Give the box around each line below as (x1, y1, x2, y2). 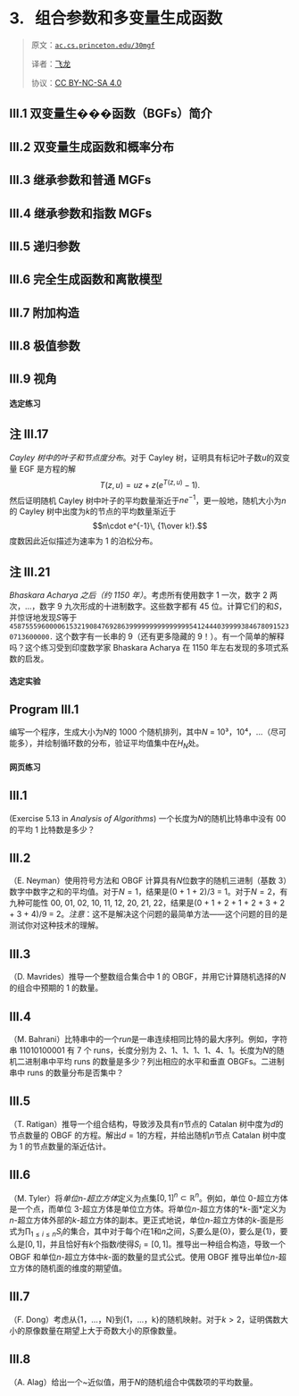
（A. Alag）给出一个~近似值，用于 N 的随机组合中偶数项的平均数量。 (9, 1376, 258, 1387)
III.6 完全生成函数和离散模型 (9, 272, 162, 287)
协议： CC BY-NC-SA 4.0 (30, 77, 122, 88)
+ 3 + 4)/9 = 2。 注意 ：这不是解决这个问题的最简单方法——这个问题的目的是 (9, 909, 288, 920)
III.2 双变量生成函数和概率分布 (9, 139, 174, 155)
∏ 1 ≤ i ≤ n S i (25, 1226, 63, 1239)
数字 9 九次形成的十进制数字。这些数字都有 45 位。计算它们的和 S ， (39, 601, 287, 611)
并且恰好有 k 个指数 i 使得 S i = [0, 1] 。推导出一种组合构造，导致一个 (49, 1239, 287, 1251)
